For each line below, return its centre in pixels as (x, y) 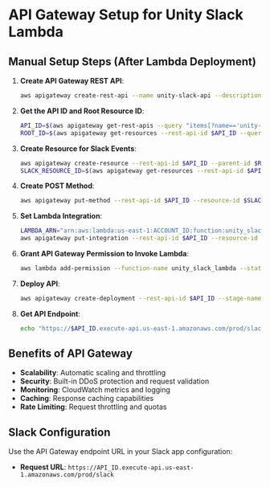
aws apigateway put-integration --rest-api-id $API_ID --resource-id (139, 239)
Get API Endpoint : (50, 313)
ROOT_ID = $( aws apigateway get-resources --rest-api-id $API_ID (128, 133)
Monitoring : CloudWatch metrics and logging (95, 390)
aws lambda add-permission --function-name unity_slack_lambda (128, 268)
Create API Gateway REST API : (72, 81)
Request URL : (43, 467)
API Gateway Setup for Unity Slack (126, 15)
